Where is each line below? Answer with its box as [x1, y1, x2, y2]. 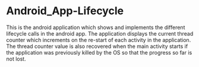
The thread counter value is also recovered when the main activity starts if [6, 43, 188, 50]
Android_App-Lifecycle [6, 4, 124, 18]
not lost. [6, 55, 26, 62]
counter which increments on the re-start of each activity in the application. [6, 36, 191, 43]
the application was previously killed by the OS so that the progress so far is [6, 49, 192, 56]
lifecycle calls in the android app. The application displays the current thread [6, 30, 194, 37]
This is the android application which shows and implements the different [6, 24, 185, 31]
